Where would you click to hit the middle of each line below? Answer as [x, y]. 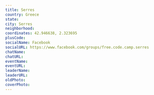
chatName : [16, 52]
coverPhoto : [18, 84]
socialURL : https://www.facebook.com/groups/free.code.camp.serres [77, 47]
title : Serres [20, 10]
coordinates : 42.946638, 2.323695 [41, 33]
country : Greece [22, 15]
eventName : [17, 61]
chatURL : [14, 57]
